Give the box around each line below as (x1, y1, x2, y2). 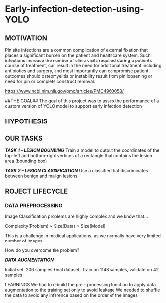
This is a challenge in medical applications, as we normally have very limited (5, 232, 161, 239)
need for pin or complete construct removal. (5, 78, 95, 84)
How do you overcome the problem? (5, 247, 80, 253)
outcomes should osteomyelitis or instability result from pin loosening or (5, 73, 153, 79)
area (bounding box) (5, 158, 47, 164)
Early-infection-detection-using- (5, 3, 145, 15)
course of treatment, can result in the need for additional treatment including (5, 63, 162, 68)
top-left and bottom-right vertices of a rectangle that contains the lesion (5, 153, 152, 159)
